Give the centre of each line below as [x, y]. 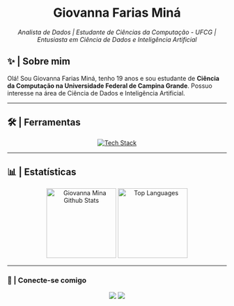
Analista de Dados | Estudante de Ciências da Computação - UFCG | [117, 32]
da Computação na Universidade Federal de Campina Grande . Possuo [110, 86]
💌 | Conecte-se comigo [47, 280]
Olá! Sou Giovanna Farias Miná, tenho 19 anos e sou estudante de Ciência [113, 78]
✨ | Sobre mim [39, 62]
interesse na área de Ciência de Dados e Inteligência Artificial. [96, 93]
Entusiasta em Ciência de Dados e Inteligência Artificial [117, 39]
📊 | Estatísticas [42, 172]
